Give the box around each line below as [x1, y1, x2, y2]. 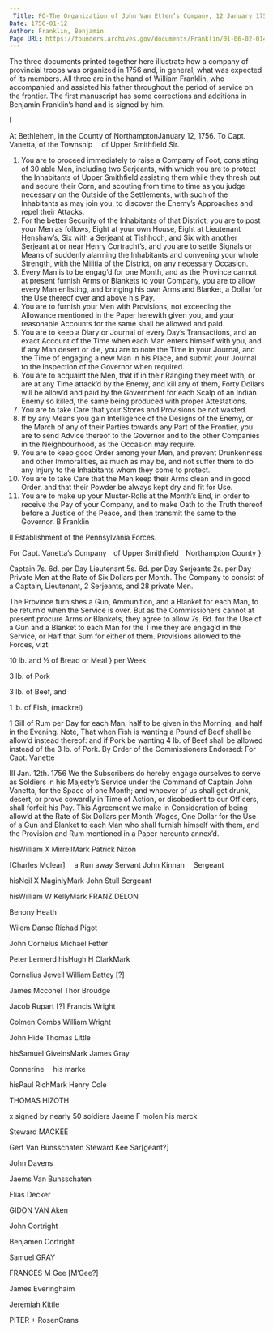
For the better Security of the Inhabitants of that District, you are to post [20, 215, 261, 225]
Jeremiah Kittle [9, 1299, 60, 1309]
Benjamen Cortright [9, 1237, 75, 1247]
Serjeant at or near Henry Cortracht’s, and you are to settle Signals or [20, 241, 253, 251]
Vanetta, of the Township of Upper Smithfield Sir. [9, 139, 180, 150]
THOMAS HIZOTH [9, 1095, 70, 1106]
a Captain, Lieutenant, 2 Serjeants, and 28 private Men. [9, 581, 194, 591]
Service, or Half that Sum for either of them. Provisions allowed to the [9, 631, 241, 641]
